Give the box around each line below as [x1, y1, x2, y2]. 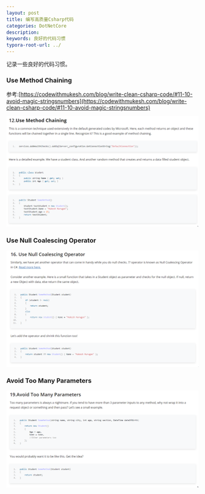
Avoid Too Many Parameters [6, 377, 92, 385]
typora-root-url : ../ [6, 42, 62, 48]
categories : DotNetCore [6, 23, 67, 29]
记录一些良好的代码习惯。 [6, 61, 71, 67]
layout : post [6, 10, 40, 16]
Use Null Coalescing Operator [6, 236, 96, 245]
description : [6, 29, 40, 35]
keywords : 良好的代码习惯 [6, 35, 66, 42]
